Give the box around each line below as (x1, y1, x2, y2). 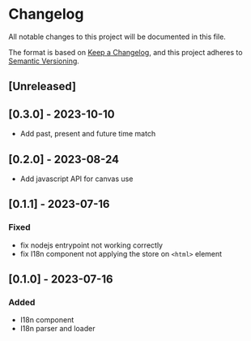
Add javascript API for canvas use (19, 174, 134, 183)
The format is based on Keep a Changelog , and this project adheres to (8, 47, 243, 57)
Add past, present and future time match (19, 129, 156, 139)
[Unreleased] (8, 80, 77, 93)
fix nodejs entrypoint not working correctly (19, 240, 164, 250)
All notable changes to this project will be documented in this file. (8, 32, 227, 41)
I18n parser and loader (19, 324, 96, 334)
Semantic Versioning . (8, 56, 79, 66)
